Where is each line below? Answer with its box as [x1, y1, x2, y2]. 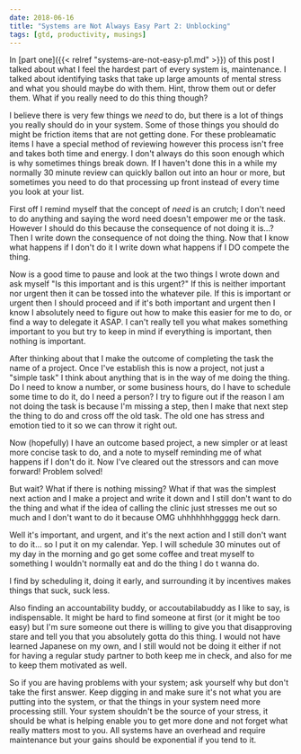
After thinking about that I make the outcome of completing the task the [9, 353, 274, 364]
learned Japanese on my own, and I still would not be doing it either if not [9, 641, 281, 652]
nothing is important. [9, 336, 86, 347]
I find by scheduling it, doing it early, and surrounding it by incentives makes [9, 576, 292, 587]
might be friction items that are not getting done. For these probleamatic [9, 129, 277, 140]
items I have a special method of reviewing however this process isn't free [9, 138, 285, 149]
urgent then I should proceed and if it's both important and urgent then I [9, 297, 276, 308]
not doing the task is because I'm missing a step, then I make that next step [9, 401, 289, 412]
